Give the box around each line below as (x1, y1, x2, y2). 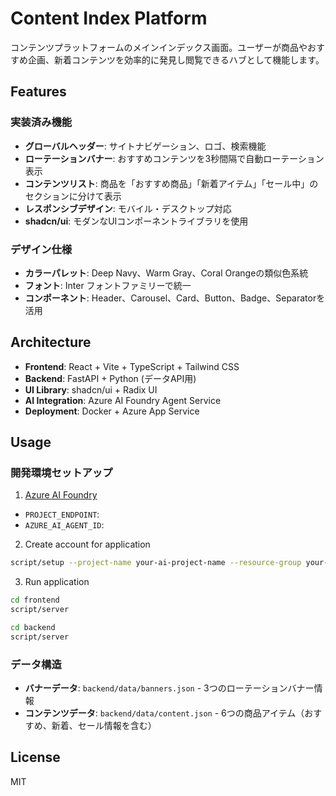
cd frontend (10, 595, 60, 606)
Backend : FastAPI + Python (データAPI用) (24, 372, 197, 384)
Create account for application (24, 538, 151, 551)
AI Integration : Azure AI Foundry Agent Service (24, 394, 222, 406)
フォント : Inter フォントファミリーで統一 (24, 279, 192, 291)
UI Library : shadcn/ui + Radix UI (24, 383, 158, 396)
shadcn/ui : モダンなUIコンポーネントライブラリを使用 (24, 215, 249, 227)
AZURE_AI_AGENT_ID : (24, 519, 105, 531)
